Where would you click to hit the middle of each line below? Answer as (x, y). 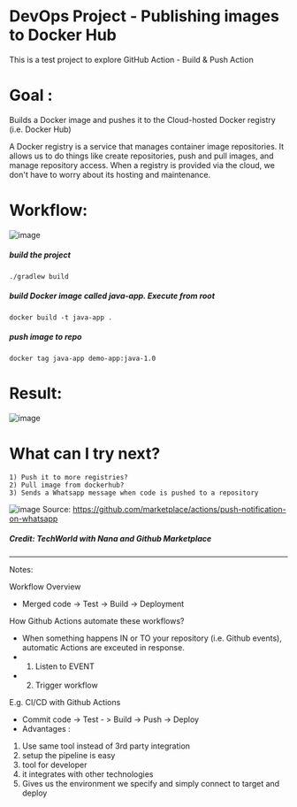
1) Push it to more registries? (69, 477)
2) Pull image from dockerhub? (67, 485)
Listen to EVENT (65, 666)
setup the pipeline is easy (69, 755)
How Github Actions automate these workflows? (97, 620)
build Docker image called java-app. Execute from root (112, 296)
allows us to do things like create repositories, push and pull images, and (141, 156)
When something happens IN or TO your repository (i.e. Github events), (152, 638)
